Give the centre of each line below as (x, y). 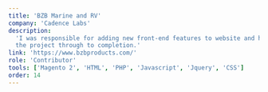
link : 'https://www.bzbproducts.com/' (73, 53)
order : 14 (25, 75)
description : (30, 30)
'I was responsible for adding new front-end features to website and (135, 38)
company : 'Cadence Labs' (49, 23)
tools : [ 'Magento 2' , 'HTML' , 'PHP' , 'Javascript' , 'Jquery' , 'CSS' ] (126, 68)
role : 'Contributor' (43, 61)
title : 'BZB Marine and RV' (55, 16)
